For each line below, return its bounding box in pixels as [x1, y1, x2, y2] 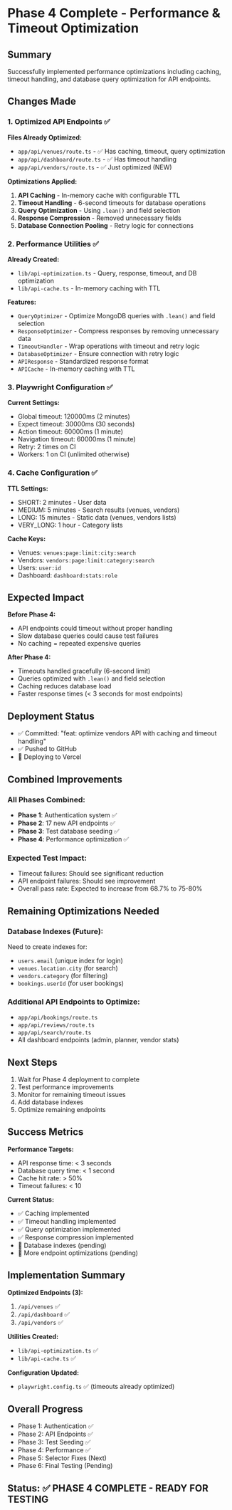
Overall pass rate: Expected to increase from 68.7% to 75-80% [17, 884, 203, 893]
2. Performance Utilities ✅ [7, 238, 100, 248]
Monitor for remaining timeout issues [17, 1090, 126, 1099]
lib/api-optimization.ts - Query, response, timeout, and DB [17, 268, 197, 277]
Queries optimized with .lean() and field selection [17, 674, 166, 683]
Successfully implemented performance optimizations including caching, [7, 68, 222, 75]
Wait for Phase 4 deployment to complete [17, 1075, 140, 1084]
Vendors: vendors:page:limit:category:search [17, 555, 155, 564]
